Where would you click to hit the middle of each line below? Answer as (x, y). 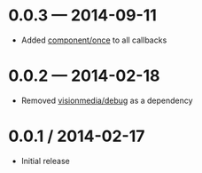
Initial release (45, 161)
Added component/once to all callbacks (94, 40)
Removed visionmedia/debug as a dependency (107, 100)
